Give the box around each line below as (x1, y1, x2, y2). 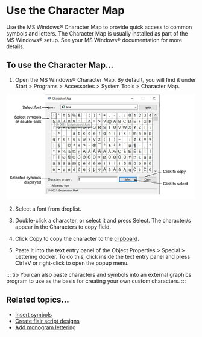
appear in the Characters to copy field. (14, 223, 112, 230)
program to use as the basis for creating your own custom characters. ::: (6, 277, 186, 285)
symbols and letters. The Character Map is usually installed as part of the (6, 29, 188, 37)
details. (6, 43, 25, 50)
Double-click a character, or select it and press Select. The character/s (14, 217, 191, 224)
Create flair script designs (14, 317, 80, 324)
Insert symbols (14, 311, 52, 318)
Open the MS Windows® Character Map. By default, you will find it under (14, 76, 197, 83)
